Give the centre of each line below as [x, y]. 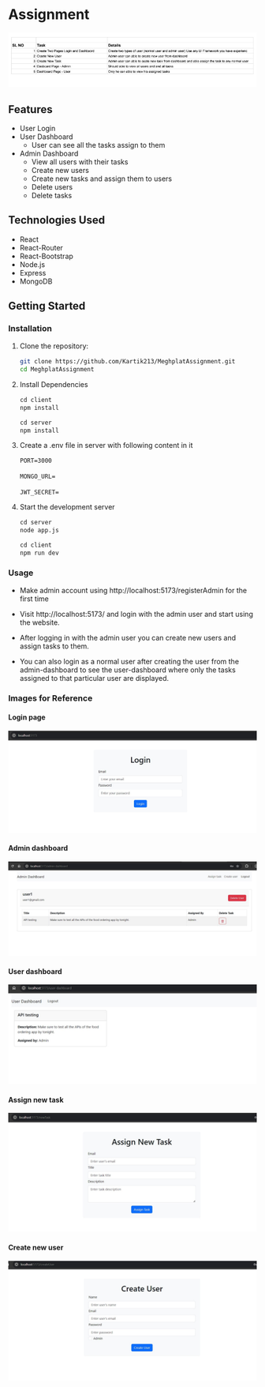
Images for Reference [50, 698]
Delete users [52, 187]
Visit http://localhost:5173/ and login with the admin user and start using [136, 614]
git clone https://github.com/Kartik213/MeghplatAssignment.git [127, 361]
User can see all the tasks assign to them [98, 145]
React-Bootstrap [46, 256]
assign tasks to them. [54, 646]
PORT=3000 [36, 461]
